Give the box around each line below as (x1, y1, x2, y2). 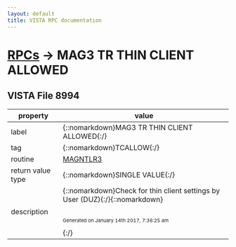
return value (11, 166, 51, 175)
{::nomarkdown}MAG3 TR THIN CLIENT (63, 122, 193, 132)
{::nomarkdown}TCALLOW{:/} (63, 142, 160, 152)
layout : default (7, 10, 55, 18)
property (18, 110, 49, 120)
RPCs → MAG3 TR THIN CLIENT (7, 47, 195, 63)
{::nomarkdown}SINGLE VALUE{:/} (63, 170, 176, 180)
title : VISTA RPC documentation (7, 17, 102, 24)
